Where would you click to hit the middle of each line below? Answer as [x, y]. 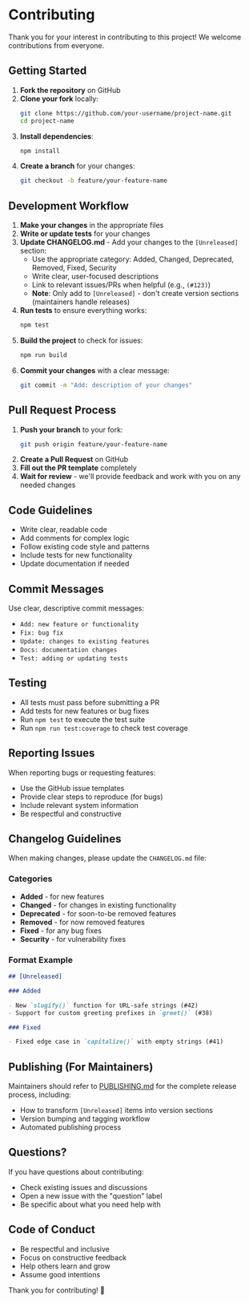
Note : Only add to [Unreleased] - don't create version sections [135, 294]
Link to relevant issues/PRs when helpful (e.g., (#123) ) [121, 285]
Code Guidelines [51, 510]
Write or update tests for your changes [85, 233]
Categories [30, 879]
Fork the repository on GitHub [70, 90]
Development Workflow [69, 206]
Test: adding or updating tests [74, 659]
